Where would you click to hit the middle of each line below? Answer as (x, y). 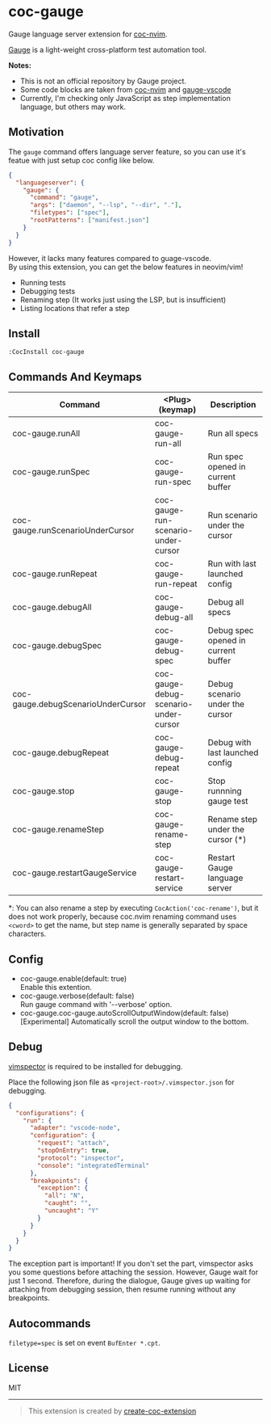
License (29, 1368)
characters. (27, 934)
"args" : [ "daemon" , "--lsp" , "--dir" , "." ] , (106, 205)
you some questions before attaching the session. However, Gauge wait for (133, 1272)
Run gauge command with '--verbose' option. (96, 1004)
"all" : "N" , (64, 1196)
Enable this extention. (56, 987)
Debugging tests (48, 291)
